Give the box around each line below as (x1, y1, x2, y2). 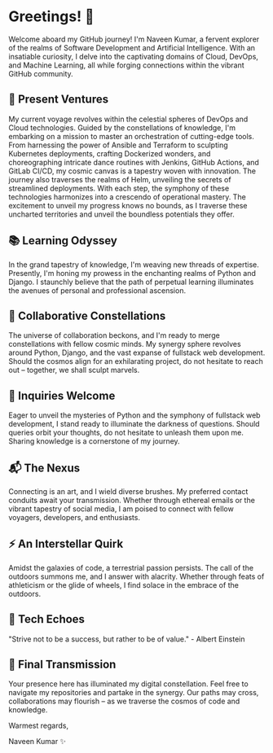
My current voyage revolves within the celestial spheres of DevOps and (8, 114, 249, 124)
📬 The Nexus (8, 461, 81, 475)
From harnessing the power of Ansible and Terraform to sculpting (8, 140, 228, 150)
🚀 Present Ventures (8, 93, 108, 107)
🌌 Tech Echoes (8, 612, 86, 626)
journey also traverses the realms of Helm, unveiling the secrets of (8, 174, 231, 184)
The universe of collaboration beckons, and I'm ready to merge (8, 331, 220, 340)
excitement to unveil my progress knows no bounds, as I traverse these (8, 200, 248, 210)
